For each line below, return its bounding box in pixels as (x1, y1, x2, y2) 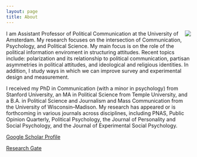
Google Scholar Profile (6, 133, 60, 140)
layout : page (6, 8, 38, 15)
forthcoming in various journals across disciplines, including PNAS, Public (6, 109, 185, 117)
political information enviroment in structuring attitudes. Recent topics (6, 48, 175, 55)
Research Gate (6, 144, 42, 152)
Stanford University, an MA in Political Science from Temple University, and (6, 91, 188, 98)
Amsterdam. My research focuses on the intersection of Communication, (6, 36, 182, 43)
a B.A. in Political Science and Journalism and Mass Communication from (6, 97, 184, 104)
